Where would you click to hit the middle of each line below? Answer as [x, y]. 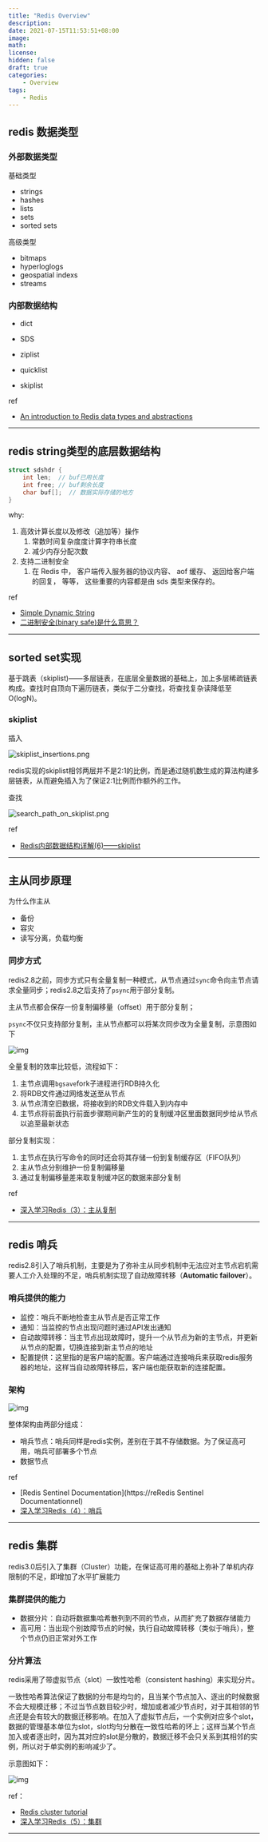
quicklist [33, 370]
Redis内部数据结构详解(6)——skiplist [80, 845]
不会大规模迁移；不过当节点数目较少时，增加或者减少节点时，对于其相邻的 [130, 1707]
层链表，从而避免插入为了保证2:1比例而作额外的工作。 [97, 780]
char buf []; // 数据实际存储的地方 [78, 492]
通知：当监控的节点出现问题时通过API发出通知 [95, 1327]
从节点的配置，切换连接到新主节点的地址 [86, 1347]
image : [19, 38]
